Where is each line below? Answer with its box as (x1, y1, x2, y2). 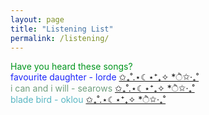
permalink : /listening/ (10, 33, 110, 43)
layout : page (10, 14, 65, 25)
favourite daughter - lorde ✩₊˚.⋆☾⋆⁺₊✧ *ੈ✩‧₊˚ (10, 71, 200, 83)
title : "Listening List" (10, 24, 114, 34)
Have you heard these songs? (10, 61, 133, 73)
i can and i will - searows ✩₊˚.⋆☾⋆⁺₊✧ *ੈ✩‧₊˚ (10, 82, 195, 95)
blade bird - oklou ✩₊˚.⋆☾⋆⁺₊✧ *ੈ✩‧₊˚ (10, 94, 167, 106)
